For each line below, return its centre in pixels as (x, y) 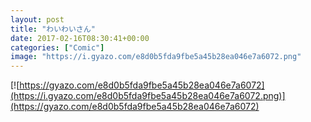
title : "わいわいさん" (53, 29)
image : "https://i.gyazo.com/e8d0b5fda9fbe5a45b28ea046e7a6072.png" (156, 57)
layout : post (37, 19)
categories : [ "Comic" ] (57, 47)
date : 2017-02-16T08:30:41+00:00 (80, 38)
